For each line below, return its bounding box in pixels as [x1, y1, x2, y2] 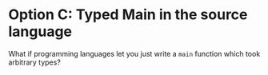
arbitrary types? [8, 57, 62, 67]
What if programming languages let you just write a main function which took [8, 49, 261, 58]
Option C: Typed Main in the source [8, 6, 248, 24]
